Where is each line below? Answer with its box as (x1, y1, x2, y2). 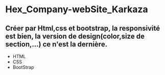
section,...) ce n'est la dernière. (5, 40, 108, 48)
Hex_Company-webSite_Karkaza (5, 4, 148, 15)
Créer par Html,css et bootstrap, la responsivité (5, 24, 160, 33)
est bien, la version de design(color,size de (5, 32, 145, 40)
